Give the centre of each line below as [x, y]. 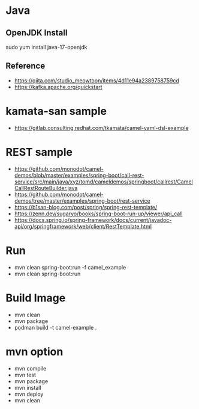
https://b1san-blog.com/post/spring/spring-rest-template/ [86, 207]
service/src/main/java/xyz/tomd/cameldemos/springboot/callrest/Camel [103, 182]
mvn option [34, 352]
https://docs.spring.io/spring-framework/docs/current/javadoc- [93, 220]
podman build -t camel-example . [55, 327]
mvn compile [30, 368]
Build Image [36, 298]
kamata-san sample [56, 111]
